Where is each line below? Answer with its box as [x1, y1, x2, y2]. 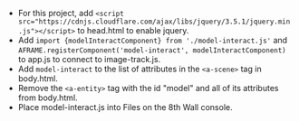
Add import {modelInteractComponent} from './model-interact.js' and [17, 35, 288, 45]
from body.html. [17, 92, 79, 103]
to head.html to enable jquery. [76, 25, 189, 35]
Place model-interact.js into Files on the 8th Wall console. [17, 102, 233, 112]
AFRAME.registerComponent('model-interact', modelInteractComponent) [17, 46, 287, 55]
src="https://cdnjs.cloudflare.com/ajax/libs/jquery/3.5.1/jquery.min [17, 17, 291, 26]
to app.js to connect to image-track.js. [17, 54, 161, 64]
